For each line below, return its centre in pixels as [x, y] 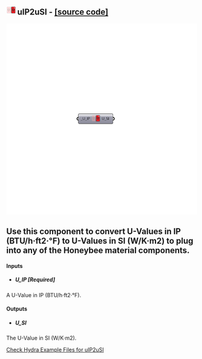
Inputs [15, 266]
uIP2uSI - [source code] [63, 12]
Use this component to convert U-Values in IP [94, 231]
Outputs [17, 309]
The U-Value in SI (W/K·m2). [41, 338]
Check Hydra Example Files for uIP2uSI [55, 350]
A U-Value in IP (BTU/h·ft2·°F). [44, 295]
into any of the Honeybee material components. [98, 251]
